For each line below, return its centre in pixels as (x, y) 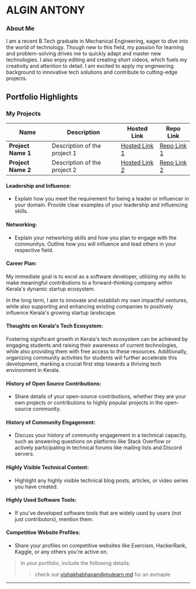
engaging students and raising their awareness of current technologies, (92, 345)
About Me (20, 29)
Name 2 (20, 170)
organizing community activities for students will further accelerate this (92, 357)
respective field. (34, 250)
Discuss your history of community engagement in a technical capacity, (101, 435)
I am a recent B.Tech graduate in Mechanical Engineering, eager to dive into (97, 41)
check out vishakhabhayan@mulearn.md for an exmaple (103, 574)
